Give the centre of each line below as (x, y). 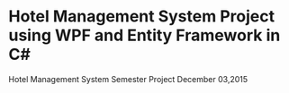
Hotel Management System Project (142, 17)
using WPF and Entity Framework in (144, 35)
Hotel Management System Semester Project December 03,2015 (128, 79)
